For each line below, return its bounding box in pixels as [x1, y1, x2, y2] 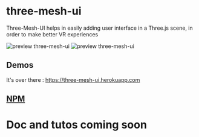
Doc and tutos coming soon [6, 118, 147, 132]
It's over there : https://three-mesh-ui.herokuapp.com [6, 76, 140, 83]
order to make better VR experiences [6, 30, 99, 38]
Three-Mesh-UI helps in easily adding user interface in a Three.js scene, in [6, 24, 194, 32]
